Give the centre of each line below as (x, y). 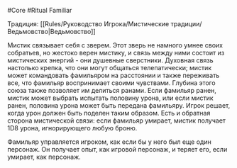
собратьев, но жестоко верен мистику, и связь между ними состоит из (116, 53)
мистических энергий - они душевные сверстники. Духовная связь (111, 60)
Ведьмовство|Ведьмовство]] (51, 32)
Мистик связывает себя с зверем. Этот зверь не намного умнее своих (115, 45)
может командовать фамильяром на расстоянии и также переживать (114, 75)
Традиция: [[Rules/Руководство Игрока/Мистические (88, 24)
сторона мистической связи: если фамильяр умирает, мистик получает (116, 121)
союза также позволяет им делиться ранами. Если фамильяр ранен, (112, 90)
